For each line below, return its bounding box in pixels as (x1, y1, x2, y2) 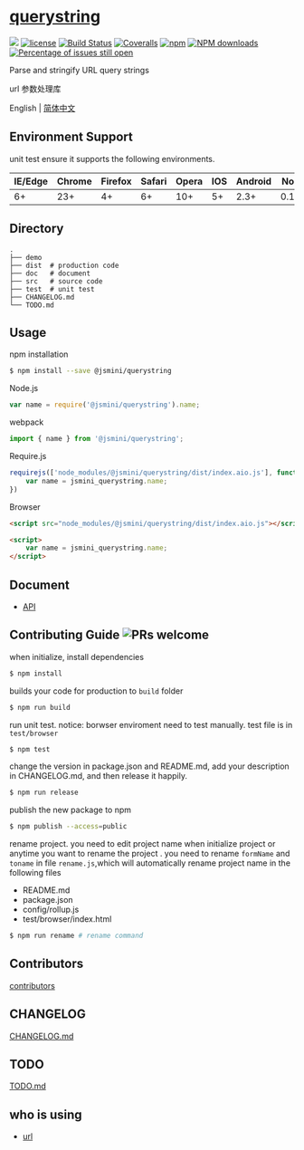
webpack (9, 417, 44, 427)
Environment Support (9, 129, 133, 145)
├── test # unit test (9, 284, 95, 293)
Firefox (100, 175, 132, 187)
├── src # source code (9, 276, 103, 286)
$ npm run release (9, 788, 79, 798)
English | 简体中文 (9, 102, 76, 113)
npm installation (9, 349, 69, 359)
